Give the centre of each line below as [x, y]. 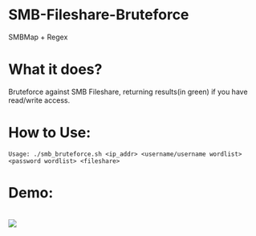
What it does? [55, 69]
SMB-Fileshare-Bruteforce [99, 15]
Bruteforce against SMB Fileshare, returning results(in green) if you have [128, 92]
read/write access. [39, 100]
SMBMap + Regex [38, 37]
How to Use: [50, 133]
